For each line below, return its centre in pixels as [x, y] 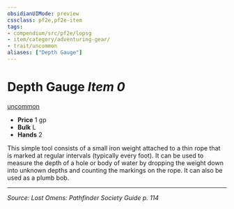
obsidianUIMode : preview [43, 14]
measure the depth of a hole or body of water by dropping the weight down [116, 163]
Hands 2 [30, 134]
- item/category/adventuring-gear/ [59, 40]
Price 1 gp [32, 120]
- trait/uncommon [32, 46]
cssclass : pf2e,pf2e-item [45, 20]
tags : [15, 26]
